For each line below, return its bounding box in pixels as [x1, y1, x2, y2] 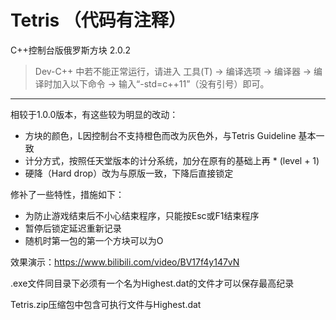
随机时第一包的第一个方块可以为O [24, 234, 164, 246]
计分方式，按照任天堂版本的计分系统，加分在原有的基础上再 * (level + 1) [24, 154, 320, 166]
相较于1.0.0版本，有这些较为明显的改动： [10, 108, 179, 120]
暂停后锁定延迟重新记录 [24, 222, 122, 234]
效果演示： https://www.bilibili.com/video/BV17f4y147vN [10, 256, 240, 268]
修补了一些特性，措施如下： [10, 188, 125, 200]
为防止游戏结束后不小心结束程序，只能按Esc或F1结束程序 [24, 209, 260, 221]
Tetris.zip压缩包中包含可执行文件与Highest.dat [10, 298, 202, 310]
